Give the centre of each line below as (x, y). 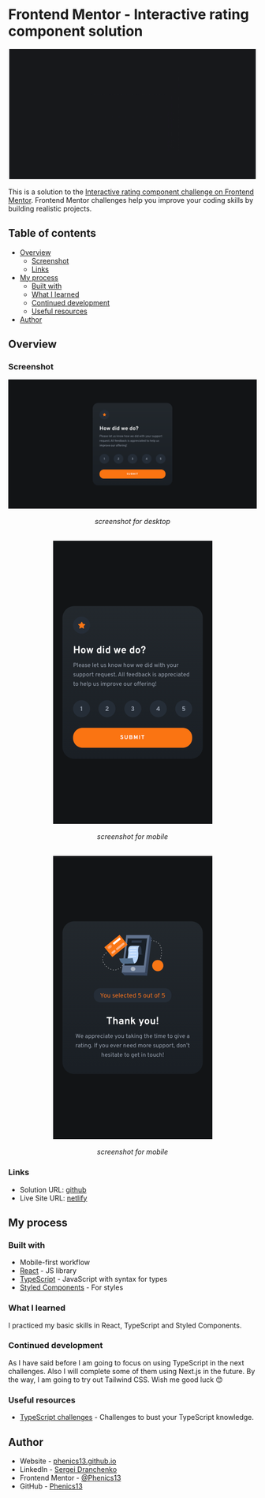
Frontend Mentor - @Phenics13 (70, 1477)
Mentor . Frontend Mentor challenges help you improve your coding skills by (131, 200)
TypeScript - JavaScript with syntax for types (93, 1279)
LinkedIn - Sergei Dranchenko (68, 1469)
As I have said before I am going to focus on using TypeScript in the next (126, 1362)
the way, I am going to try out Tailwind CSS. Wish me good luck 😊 (116, 1380)
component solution (76, 31)
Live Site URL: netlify (53, 1198)
